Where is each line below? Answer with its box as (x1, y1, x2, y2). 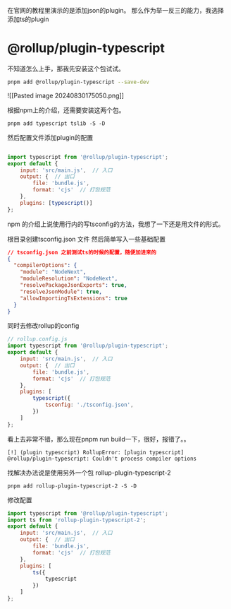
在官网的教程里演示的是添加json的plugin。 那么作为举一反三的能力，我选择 (7, 6, 224, 14)
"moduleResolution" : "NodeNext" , (20, 275, 118, 283)
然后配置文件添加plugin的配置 (7, 133, 94, 141)
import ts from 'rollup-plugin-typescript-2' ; (7, 516, 146, 524)
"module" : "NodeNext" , (20, 268, 87, 276)
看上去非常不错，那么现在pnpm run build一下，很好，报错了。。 (7, 434, 190, 443)
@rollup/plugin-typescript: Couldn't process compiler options (7, 455, 197, 462)
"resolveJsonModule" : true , (20, 288, 102, 295)
